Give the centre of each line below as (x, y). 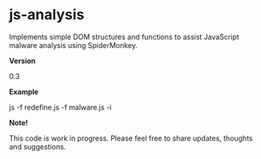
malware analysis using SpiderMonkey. (74, 45)
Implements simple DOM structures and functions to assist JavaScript (124, 37)
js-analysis (47, 15)
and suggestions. (38, 146)
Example (24, 91)
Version (22, 61)
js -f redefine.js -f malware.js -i (60, 107)
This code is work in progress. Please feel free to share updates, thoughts (131, 138)
